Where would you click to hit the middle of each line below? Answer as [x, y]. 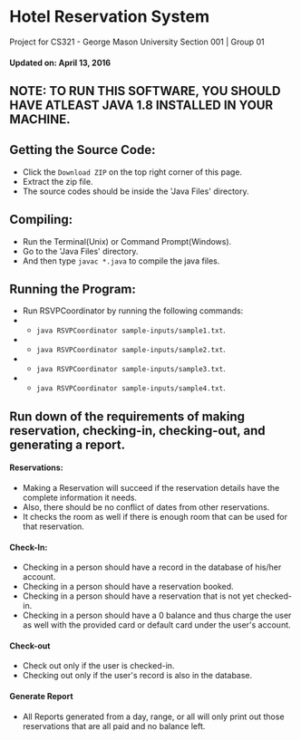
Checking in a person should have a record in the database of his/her [152, 567]
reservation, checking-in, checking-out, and [137, 431]
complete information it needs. [80, 497]
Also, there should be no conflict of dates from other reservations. [146, 507]
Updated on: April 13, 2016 [60, 62]
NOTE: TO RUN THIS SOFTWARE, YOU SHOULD [145, 91]
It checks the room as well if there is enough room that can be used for [155, 516]
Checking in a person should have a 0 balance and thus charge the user [157, 615]
